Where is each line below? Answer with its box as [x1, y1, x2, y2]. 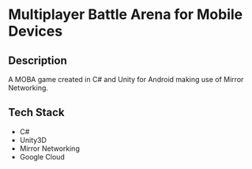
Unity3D [19, 135, 47, 145]
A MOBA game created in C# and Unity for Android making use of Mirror [8, 75, 244, 84]
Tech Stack [8, 106, 65, 119]
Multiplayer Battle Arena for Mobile [8, 6, 243, 24]
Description [8, 54, 67, 67]
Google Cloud [19, 152, 65, 161]
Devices [8, 22, 63, 40]
